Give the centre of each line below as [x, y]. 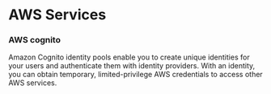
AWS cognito [34, 40]
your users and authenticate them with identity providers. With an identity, [132, 66]
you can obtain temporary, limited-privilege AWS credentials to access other [135, 75]
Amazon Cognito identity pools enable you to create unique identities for [129, 57]
